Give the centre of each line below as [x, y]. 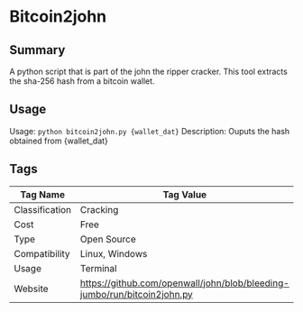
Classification [43, 209]
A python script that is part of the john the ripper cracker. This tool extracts [149, 71]
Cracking [99, 209]
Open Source [108, 239]
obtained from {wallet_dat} [59, 141]
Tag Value [185, 194]
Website [31, 289]
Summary [37, 50]
